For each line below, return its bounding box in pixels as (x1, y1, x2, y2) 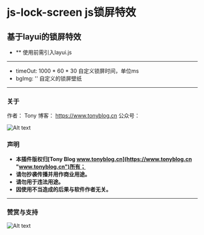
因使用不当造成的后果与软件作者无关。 (15, 185, 111, 193)
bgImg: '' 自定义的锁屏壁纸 (15, 75, 82, 82)
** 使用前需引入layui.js (15, 49, 72, 56)
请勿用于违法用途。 (15, 178, 64, 185)
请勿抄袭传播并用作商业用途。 (15, 170, 90, 177)
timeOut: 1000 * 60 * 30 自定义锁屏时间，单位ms (15, 67, 139, 74)
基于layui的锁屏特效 (7, 31, 81, 42)
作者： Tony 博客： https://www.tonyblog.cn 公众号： (7, 112, 140, 119)
